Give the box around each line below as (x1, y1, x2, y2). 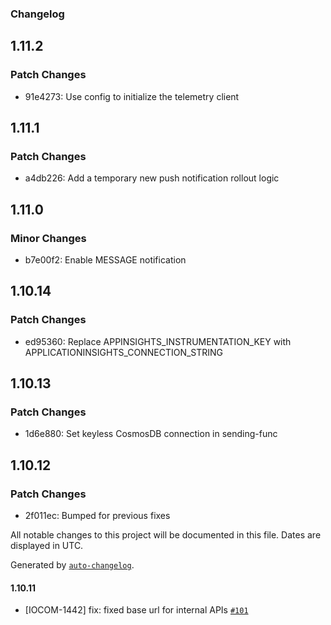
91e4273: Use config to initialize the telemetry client (24, 90, 240, 102)
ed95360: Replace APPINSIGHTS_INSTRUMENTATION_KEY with (24, 335, 292, 347)
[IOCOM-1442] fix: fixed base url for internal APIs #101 (24, 604, 249, 616)
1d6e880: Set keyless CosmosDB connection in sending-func (24, 428, 278, 440)
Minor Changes (10, 231, 87, 245)
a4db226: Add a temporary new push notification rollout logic (24, 172, 280, 184)
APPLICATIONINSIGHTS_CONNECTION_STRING (24, 346, 224, 358)
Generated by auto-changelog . (10, 559, 135, 571)
